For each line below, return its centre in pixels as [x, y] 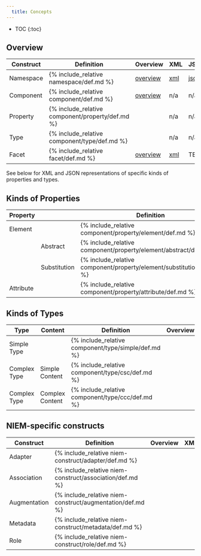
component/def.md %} [81, 99]
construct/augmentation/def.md [100, 502]
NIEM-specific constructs [55, 426]
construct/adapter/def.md [91, 460]
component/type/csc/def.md [112, 373]
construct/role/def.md [86, 544]
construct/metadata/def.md [94, 527]
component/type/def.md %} [88, 141]
